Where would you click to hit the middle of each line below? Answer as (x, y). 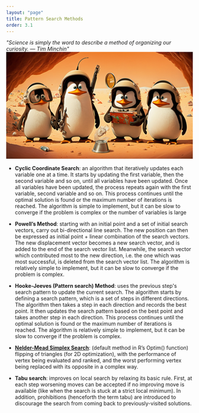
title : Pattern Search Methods (45, 19)
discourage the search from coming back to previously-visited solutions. (103, 404)
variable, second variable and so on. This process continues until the (99, 193)
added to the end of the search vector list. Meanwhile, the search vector (103, 249)
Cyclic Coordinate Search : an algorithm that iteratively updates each (99, 169)
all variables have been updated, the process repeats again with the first (103, 188)
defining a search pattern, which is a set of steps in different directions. (102, 298)
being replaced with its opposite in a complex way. (76, 367)
